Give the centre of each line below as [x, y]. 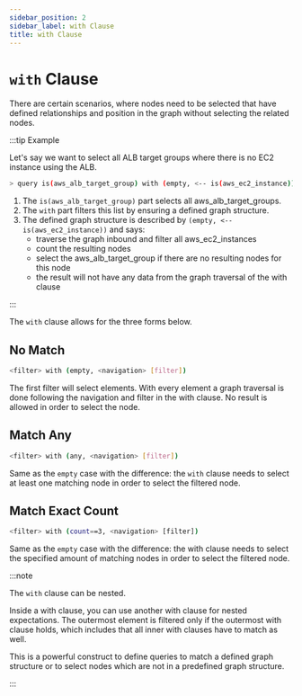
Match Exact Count [64, 510]
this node [53, 268]
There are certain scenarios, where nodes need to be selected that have [143, 103]
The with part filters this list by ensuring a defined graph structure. [146, 210]
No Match [37, 350]
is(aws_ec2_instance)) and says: [84, 229]
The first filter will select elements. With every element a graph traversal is [147, 388]
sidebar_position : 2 [48, 18]
